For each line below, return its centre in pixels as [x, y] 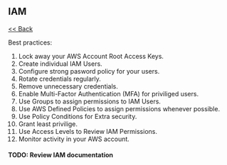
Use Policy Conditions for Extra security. [78, 116]
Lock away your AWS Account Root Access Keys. [91, 56]
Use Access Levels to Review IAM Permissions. [88, 131]
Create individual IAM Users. [60, 64]
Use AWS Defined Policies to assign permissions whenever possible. [119, 108]
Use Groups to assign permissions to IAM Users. [89, 101]
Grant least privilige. [48, 124]
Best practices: [30, 42]
